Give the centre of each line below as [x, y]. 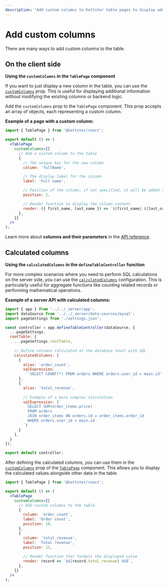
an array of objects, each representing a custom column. [64, 112]
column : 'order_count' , [48, 515]
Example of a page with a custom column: [49, 121]
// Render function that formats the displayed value [80, 556]
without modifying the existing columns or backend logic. [64, 97]
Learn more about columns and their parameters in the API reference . [78, 237]
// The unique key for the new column [63, 163]
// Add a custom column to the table [58, 153]
